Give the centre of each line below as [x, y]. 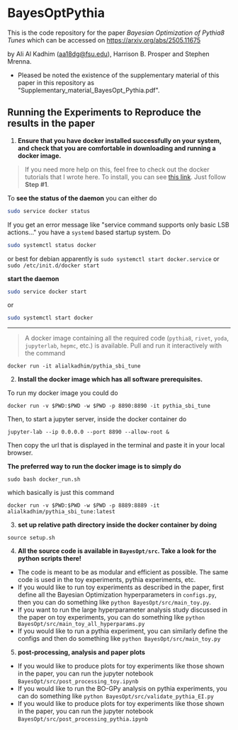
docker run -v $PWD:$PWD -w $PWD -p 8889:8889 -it [84, 506]
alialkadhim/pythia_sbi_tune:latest [61, 512]
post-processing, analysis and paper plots [81, 652]
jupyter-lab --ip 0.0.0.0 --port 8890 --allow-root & [89, 432]
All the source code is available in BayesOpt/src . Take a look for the [117, 551]
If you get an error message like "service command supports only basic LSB [118, 224]
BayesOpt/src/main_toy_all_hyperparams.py [81, 625]
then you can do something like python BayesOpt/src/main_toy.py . [114, 603]
